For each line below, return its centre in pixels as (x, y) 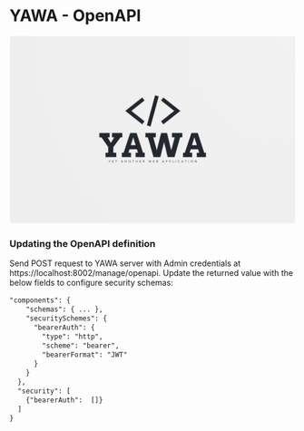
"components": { (40, 300)
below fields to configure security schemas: (92, 283)
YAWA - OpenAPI (75, 16)
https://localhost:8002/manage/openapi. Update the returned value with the (152, 273)
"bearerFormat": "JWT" (85, 355)
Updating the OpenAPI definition (83, 243)
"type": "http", (73, 337)
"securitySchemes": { (66, 318)
